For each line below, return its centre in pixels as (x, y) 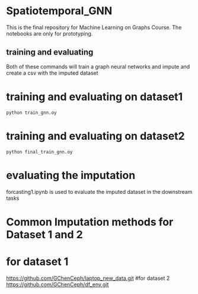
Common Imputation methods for (90, 222)
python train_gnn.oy (32, 113)
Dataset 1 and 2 (44, 234)
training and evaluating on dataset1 (95, 97)
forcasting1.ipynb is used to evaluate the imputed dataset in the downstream (99, 191)
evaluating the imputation (71, 175)
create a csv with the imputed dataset (52, 73)
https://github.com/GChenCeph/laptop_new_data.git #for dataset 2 (88, 278)
